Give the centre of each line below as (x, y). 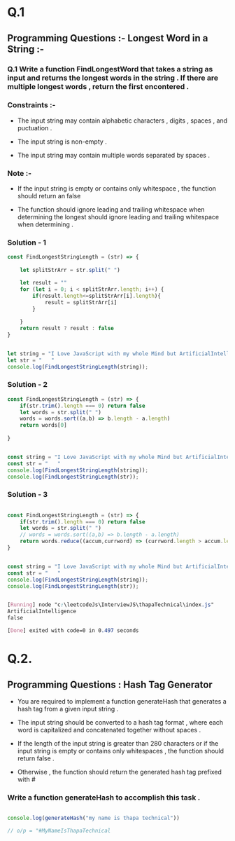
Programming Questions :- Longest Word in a (108, 38)
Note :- (20, 173)
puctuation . (35, 128)
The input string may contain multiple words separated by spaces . (113, 155)
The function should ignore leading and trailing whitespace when (111, 210)
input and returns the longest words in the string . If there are (113, 78)
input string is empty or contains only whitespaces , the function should (121, 751)
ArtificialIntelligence (42, 611)
